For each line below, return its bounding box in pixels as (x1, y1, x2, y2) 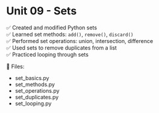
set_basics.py (14, 74, 49, 81)
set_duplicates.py (14, 93, 59, 100)
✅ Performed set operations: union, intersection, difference (6, 37, 154, 44)
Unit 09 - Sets (6, 4, 77, 18)
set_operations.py (14, 87, 60, 94)
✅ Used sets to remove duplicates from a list (6, 44, 117, 51)
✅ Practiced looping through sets (6, 51, 89, 58)
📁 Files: (6, 63, 25, 70)
